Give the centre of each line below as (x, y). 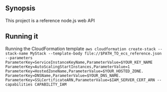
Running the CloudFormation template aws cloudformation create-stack (80, 49)
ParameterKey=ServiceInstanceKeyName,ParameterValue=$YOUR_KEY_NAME (79, 62)
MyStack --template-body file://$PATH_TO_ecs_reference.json (96, 53)
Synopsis (20, 8)
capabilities (19, 84)
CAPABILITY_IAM (51, 84)
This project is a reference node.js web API (50, 20)
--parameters (19, 58)
